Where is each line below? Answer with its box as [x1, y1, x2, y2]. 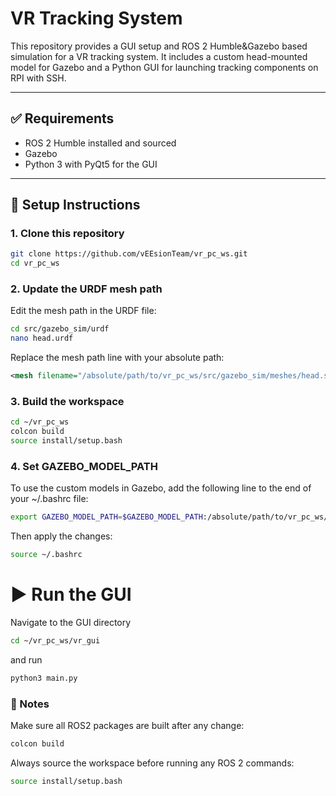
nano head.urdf [10, 333, 74, 344]
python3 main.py [10, 673, 78, 683]
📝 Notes [10, 697, 50, 711]
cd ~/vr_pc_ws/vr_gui [10, 636, 101, 646]
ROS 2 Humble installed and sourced [24, 137, 177, 149]
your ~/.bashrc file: [10, 493, 89, 505]
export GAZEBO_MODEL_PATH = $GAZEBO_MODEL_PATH [10, 512, 203, 522]
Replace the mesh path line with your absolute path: [10, 352, 225, 364]
